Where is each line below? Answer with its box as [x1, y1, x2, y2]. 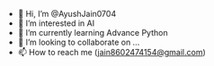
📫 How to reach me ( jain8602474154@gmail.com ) [17, 47, 207, 57]
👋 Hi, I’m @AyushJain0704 [17, 9, 117, 19]
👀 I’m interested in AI [17, 18, 95, 29]
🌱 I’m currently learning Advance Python [17, 28, 168, 37]
